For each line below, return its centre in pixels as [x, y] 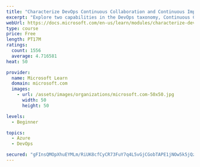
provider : [18, 72]
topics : [16, 133]
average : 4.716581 [35, 56]
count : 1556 [26, 51]
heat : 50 [17, 61]
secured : [17, 155]
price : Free [21, 34]
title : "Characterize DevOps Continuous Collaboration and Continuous [96, 12]
